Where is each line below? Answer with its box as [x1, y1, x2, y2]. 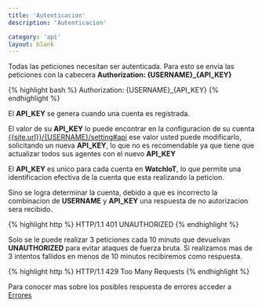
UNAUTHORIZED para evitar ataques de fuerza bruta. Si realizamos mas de [8, 243, 253, 253]
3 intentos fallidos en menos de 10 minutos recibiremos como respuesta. [8, 252, 243, 261]
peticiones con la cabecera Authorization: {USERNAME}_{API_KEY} [8, 70, 232, 79]
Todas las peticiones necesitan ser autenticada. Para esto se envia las [8, 62, 235, 71]
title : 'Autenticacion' [8, 11, 86, 20]
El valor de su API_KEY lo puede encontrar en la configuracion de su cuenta [8, 124, 255, 133]
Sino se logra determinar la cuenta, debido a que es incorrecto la [8, 188, 218, 197]
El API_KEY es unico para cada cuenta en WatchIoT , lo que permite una [8, 164, 242, 174]
